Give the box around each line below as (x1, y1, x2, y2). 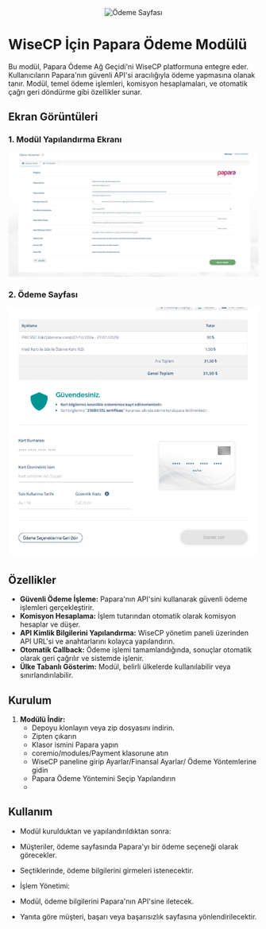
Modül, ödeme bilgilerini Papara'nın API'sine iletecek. (19, 896, 195, 906)
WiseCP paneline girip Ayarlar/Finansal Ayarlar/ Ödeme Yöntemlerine (31, 756, 256, 766)
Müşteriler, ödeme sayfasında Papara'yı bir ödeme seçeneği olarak (19, 842, 239, 851)
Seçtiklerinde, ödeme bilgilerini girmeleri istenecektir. (19, 865, 194, 875)
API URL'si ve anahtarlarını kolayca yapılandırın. (19, 636, 175, 647)
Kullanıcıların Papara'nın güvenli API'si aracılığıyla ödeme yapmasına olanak (8, 70, 256, 80)
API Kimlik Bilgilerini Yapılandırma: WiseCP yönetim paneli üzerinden (19, 628, 249, 638)
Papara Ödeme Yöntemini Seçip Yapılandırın (31, 773, 176, 783)
